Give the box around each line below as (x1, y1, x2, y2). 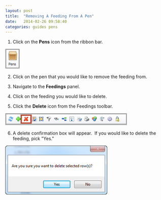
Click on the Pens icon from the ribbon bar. (12, 39, 103, 45)
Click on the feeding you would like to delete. (12, 93, 107, 99)
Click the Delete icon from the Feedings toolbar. (12, 103, 113, 109)
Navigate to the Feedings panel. (12, 84, 80, 90)
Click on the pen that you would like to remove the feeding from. (12, 74, 147, 80)
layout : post (5, 8, 33, 13)
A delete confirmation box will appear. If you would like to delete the (12, 130, 156, 137)
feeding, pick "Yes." (12, 136, 54, 142)
